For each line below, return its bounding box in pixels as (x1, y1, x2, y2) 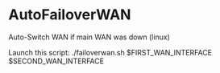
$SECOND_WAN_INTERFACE (8, 56, 105, 66)
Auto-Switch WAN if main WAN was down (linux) (8, 32, 171, 42)
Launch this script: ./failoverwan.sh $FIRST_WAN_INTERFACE (8, 47, 212, 57)
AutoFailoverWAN (8, 6, 131, 24)
